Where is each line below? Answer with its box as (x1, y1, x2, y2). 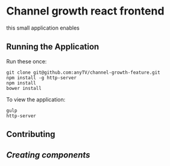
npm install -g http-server (6, 74, 77, 81)
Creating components (6, 150, 90, 160)
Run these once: (6, 57, 47, 65)
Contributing (6, 129, 55, 139)
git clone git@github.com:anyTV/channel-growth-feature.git (6, 69, 161, 75)
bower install (6, 85, 42, 91)
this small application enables (6, 24, 80, 31)
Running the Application (6, 42, 99, 52)
